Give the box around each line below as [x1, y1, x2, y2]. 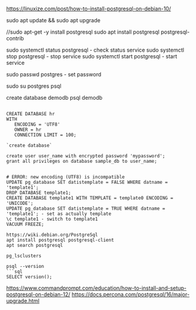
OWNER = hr [14, 127, 42, 133]
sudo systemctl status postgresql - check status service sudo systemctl [6, 46, 185, 53]
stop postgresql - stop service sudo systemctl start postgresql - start [6, 53, 177, 59]
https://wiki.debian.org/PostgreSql [6, 232, 98, 238]
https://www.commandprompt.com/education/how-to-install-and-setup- [6, 285, 187, 291]
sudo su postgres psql [6, 82, 62, 90]
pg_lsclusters [6, 253, 42, 259]
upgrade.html [6, 297, 40, 304]
